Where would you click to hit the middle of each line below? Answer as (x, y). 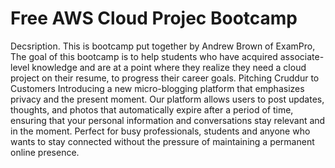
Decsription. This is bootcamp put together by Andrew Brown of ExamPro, (163, 46)
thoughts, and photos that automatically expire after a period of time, (152, 109)
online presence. (45, 152)
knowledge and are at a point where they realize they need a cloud (169, 67)
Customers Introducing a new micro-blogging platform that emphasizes (157, 88)
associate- (302, 56)
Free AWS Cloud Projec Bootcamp (154, 18)
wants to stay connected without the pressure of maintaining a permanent (162, 141)
